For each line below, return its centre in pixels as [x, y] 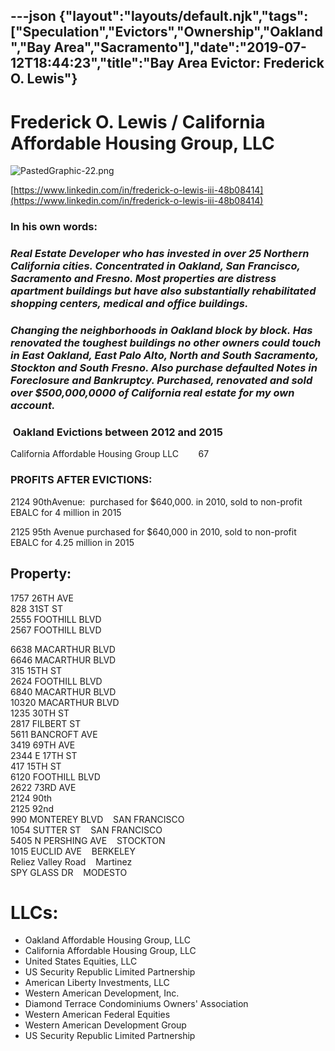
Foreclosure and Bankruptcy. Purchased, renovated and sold [161, 381]
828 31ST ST [36, 608]
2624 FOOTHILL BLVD [56, 681]
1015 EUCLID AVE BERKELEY [73, 851]
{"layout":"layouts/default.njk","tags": [183, 16]
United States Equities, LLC [81, 961]
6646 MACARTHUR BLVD [63, 660]
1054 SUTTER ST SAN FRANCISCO [86, 830]
